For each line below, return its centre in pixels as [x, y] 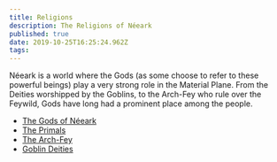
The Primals [44, 130]
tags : [19, 50]
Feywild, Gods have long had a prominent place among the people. [131, 104]
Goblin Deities [47, 149]
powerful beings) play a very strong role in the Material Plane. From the [138, 85]
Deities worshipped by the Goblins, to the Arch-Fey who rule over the [135, 95]
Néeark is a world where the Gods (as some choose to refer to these [134, 75]
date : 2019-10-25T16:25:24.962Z [69, 42]
